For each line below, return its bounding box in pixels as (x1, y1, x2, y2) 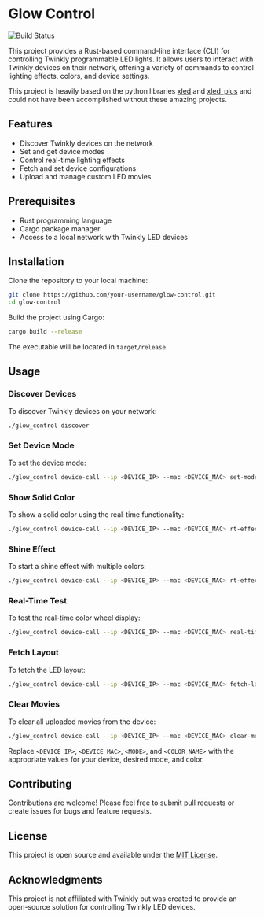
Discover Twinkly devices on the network (19, 138, 153, 148)
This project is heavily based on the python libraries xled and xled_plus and (8, 86, 252, 95)
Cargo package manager (19, 223, 101, 233)
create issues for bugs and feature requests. (8, 806, 152, 816)
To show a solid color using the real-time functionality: (8, 510, 185, 519)
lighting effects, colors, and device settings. (8, 71, 150, 80)
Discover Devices (8, 389, 77, 400)
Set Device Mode (8, 440, 75, 451)
